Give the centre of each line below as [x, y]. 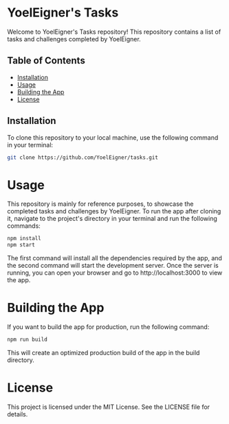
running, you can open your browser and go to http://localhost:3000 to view [115, 273]
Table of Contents [46, 61]
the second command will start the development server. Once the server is [113, 266]
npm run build [28, 340]
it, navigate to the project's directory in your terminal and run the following [112, 219]
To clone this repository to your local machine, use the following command [113, 137]
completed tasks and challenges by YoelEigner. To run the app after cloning [114, 211]
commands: [24, 226]
